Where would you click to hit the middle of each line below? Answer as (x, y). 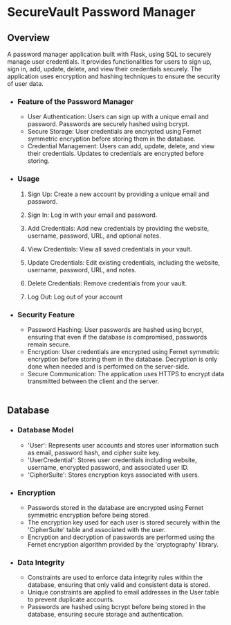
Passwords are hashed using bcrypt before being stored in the (117, 607)
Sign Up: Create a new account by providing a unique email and (118, 194)
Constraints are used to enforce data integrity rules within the (115, 578)
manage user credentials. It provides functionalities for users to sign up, (110, 62)
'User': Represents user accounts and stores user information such (123, 445)
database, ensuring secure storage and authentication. (106, 615)
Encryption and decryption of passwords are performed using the (121, 537)
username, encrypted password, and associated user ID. (108, 467)
